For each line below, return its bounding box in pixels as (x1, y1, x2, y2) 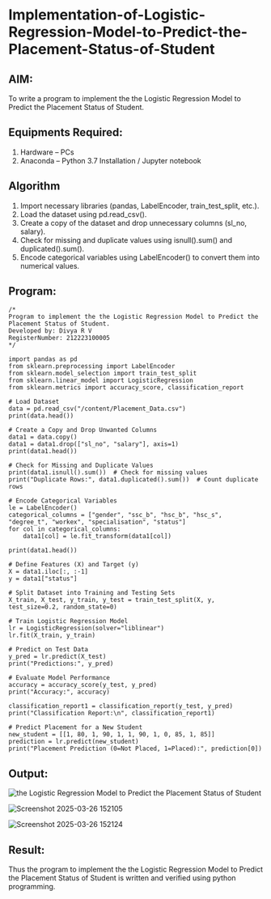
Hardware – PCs (19, 147, 74, 157)
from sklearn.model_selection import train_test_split (8, 370, 197, 378)
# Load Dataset (8, 398, 60, 406)
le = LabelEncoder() (8, 504, 78, 512)
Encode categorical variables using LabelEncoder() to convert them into (19, 252, 260, 262)
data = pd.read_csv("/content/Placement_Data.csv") (8, 405, 186, 413)
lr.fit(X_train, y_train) (8, 631, 95, 640)
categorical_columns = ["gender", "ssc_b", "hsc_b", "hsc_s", (8, 511, 222, 519)
